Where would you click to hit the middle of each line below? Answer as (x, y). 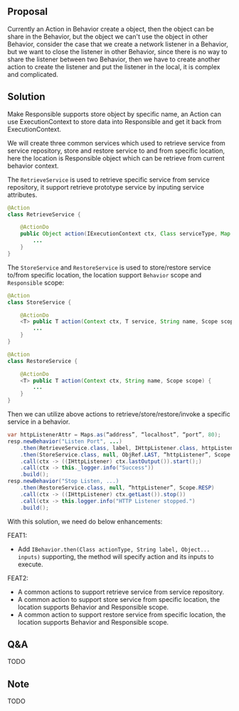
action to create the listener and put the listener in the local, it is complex (114, 66)
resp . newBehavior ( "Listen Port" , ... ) (65, 441)
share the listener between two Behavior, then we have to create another (114, 59)
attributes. (22, 195)
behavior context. (33, 165)
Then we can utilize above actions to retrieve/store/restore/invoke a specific (119, 414)
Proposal (28, 12)
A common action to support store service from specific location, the (119, 599)
